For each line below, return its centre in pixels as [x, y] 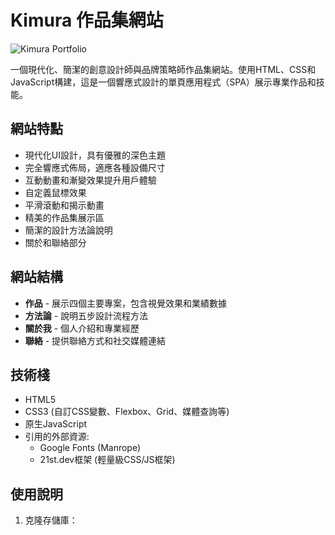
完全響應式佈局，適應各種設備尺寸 [95, 167]
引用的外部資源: [57, 437]
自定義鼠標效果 [55, 192]
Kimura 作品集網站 [87, 20]
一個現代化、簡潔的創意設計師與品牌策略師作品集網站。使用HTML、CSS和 [163, 69]
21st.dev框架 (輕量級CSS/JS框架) [107, 460]
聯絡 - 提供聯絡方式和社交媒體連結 [95, 340]
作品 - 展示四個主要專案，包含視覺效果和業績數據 [126, 303]
